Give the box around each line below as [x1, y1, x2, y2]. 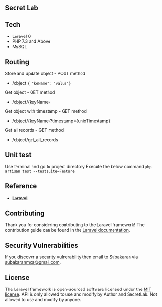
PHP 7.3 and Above [12, 38, 51, 44]
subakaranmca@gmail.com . [5, 259, 61, 265]
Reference [5, 182, 37, 190]
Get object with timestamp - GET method [5, 108, 87, 114]
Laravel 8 [12, 34, 31, 39]
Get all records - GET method [5, 127, 64, 133]
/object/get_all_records [12, 137, 58, 143]
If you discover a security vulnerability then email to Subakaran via [5, 254, 138, 260]
